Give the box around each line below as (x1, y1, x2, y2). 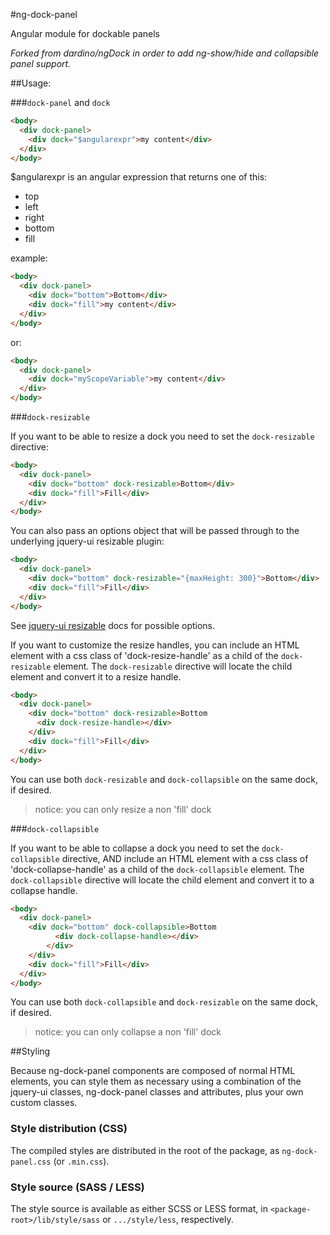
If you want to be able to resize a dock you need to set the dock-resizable (10, 430, 315, 442)
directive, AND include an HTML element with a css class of (61, 852, 309, 864)
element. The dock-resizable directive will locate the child (53, 660, 293, 672)
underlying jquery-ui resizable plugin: (10, 535, 165, 548)
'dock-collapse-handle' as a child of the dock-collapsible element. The (10, 863, 305, 875)
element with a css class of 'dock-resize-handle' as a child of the (10, 649, 279, 661)
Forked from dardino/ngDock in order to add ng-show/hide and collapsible (10, 47, 320, 59)
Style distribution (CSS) (10, 1122, 128, 1136)
